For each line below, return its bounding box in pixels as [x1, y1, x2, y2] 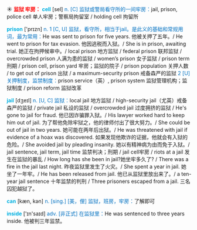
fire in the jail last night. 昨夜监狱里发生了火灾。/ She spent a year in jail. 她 [6, 163, 187, 170]
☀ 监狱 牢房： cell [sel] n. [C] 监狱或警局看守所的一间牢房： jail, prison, [6, 6, 178, 12]
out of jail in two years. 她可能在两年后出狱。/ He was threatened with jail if [6, 126, 188, 133]
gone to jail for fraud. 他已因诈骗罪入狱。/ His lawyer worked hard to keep [6, 112, 185, 118]
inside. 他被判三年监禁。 [6, 218, 66, 224]
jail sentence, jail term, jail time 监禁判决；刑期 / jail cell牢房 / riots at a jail [6, 148, 184, 155]
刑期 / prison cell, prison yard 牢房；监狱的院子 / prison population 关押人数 [6, 62, 189, 69]
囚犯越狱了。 [6, 185, 38, 192]
